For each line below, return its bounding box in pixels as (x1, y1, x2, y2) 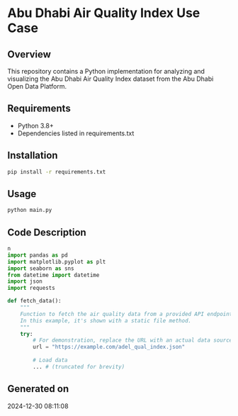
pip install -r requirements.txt (7, 168, 106, 175)
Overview (7, 48, 52, 60)
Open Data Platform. (7, 82, 67, 90)
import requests (7, 285, 55, 292)
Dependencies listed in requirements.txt (17, 129, 135, 137)
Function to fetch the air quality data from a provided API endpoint (20, 310, 233, 317)
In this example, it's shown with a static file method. (20, 317, 192, 324)
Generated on (7, 383, 69, 395)
